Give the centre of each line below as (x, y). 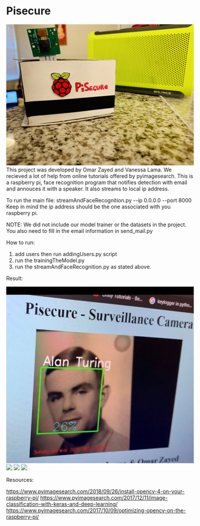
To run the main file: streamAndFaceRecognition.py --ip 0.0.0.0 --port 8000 (99, 200)
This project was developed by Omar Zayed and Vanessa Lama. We (89, 170)
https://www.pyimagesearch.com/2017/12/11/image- (104, 498)
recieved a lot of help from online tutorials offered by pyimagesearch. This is (100, 176)
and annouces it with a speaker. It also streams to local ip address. (88, 189)
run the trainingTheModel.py (50, 260)
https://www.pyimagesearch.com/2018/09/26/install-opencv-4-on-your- (96, 491)
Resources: (20, 480)
